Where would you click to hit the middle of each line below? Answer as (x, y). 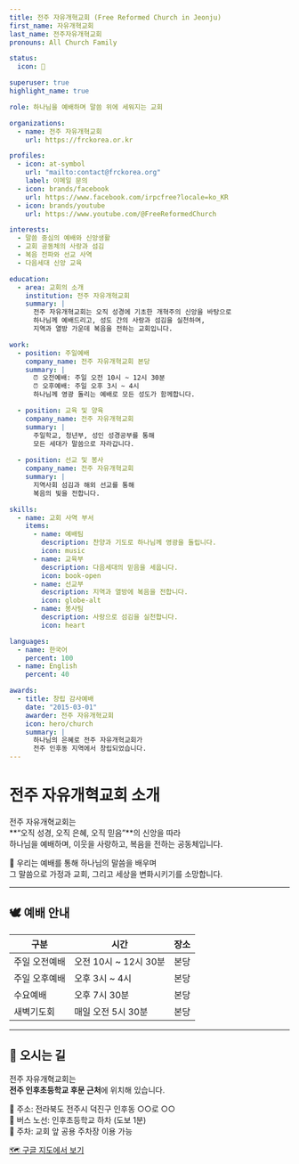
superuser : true (39, 83)
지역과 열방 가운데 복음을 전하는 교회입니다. (103, 329)
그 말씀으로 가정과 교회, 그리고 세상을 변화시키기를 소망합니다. (116, 874)
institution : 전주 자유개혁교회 (78, 296)
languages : (29, 641)
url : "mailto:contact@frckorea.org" (93, 173)
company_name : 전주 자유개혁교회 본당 (88, 362)
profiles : (28, 156)
